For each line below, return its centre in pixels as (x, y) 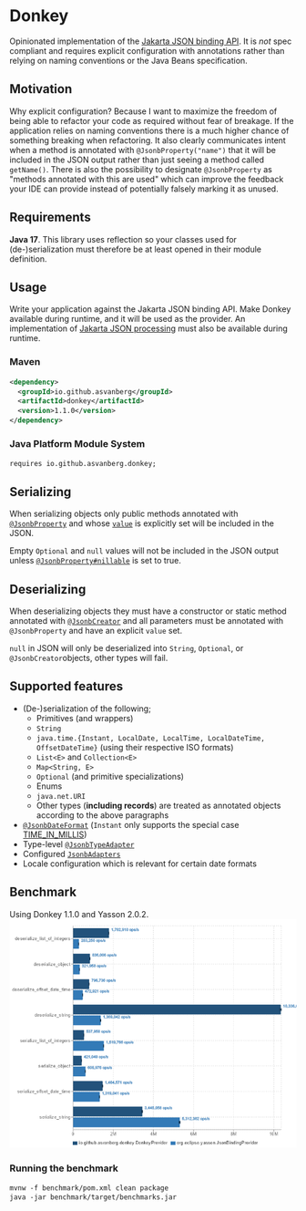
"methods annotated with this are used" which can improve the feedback (147, 179)
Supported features (66, 686)
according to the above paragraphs (102, 815)
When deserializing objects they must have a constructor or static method (148, 611)
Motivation (41, 89)
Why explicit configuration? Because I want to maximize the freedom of (143, 111)
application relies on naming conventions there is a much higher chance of (149, 130)
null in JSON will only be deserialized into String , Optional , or (127, 647)
